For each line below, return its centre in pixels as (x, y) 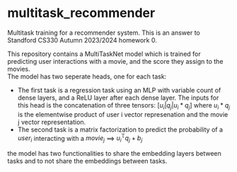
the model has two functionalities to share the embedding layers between (114, 154)
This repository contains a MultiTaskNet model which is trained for (104, 54)
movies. (19, 69)
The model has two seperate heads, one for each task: (87, 76)
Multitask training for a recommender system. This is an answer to (104, 33)
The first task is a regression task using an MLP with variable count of (119, 90)
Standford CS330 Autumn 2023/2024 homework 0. (82, 40)
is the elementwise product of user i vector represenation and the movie (123, 114)
